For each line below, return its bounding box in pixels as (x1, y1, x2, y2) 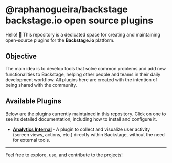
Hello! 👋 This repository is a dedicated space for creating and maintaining (5, 31, 160, 38)
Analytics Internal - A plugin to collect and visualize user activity (12, 126, 150, 132)
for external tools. (12, 137, 50, 143)
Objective (5, 52, 37, 61)
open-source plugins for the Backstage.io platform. (5, 37, 115, 43)
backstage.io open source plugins (5, 14, 154, 26)
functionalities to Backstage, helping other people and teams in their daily (5, 71, 161, 77)
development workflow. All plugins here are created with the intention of (5, 76, 158, 83)
